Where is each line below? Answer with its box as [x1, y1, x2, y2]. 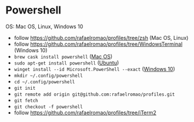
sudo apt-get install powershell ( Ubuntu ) [14, 59, 119, 66]
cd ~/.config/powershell [14, 79, 75, 85]
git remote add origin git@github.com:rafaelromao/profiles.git [14, 91, 175, 97]
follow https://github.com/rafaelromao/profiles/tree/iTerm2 [14, 109, 157, 116]
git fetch [14, 97, 39, 103]
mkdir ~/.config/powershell [14, 73, 83, 79]
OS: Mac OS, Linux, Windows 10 [5, 23, 83, 30]
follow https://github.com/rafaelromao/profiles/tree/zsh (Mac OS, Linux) [14, 34, 189, 41]
